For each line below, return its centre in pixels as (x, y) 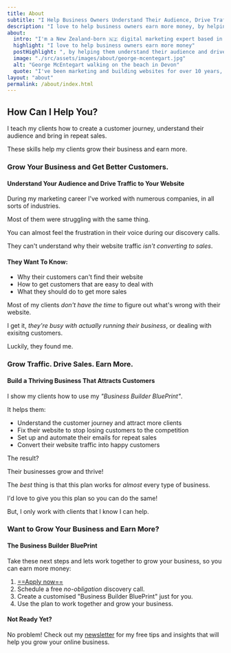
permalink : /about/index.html (51, 84)
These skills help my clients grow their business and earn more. (97, 149)
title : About (26, 13)
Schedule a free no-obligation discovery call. (81, 589)
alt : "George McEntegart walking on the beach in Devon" (97, 65)
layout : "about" (30, 77)
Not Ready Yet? (30, 619)
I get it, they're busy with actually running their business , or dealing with (109, 326)
